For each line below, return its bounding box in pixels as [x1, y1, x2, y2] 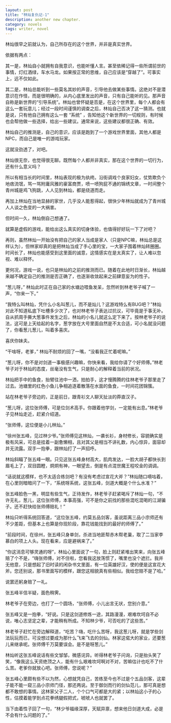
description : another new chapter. [5, 17, 81, 22]
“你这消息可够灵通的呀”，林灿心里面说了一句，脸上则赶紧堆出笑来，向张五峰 [5, 549, 165, 555]
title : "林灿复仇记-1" [5, 12, 50, 17]
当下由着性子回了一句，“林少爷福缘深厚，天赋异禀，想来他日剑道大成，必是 [5, 706, 164, 712]
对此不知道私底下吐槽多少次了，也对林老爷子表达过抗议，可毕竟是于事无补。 [5, 308, 166, 314]
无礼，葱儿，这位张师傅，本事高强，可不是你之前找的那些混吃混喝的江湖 [9, 497, 161, 503]
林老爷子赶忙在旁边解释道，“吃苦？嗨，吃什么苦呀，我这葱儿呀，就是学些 [5, 629, 159, 635]
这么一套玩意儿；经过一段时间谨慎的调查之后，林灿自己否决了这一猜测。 [5, 106, 157, 112]
